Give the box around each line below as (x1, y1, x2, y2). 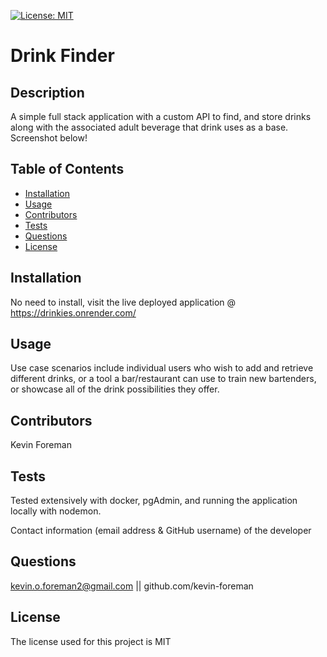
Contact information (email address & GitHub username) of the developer (10, 525, 312, 537)
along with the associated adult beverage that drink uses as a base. (10, 121, 289, 133)
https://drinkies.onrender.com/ (10, 306, 137, 319)
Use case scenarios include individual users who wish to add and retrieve (10, 362, 314, 374)
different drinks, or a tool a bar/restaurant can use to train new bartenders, (10, 373, 317, 385)
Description (10, 84, 85, 101)
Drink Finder (10, 45, 115, 67)
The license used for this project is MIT (10, 635, 172, 647)
